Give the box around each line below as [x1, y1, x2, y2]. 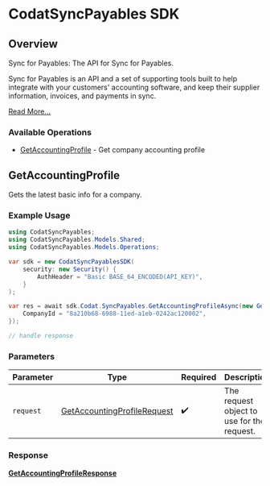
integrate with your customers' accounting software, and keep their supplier [8, 82, 260, 92]
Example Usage [8, 210, 71, 222]
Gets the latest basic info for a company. [8, 190, 142, 200]
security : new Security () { [22, 265, 117, 273]
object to [223, 405, 258, 417]
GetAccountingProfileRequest [60, 405, 174, 417]
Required [180, 372, 217, 383]
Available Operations [8, 127, 92, 138]
